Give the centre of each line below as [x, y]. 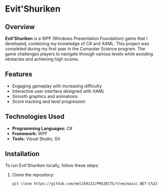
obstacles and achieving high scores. [42, 59]
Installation [22, 154]
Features [19, 74]
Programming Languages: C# [42, 128]
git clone [22, 184]
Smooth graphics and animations [45, 96]
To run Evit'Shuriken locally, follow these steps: [52, 165]
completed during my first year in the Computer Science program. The [75, 49]
